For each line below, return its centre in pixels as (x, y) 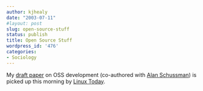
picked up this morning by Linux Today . (56, 81)
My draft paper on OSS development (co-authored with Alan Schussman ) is (102, 75)
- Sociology (21, 57)
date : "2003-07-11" (31, 18)
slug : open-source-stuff (38, 29)
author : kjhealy (27, 12)
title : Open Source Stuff (39, 40)
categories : (21, 52)
